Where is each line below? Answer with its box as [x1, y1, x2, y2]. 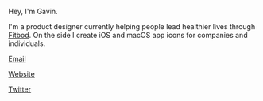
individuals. [8, 39, 46, 48]
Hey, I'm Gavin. [8, 7, 58, 16]
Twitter [8, 84, 32, 94]
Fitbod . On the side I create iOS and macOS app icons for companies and [8, 31, 248, 39]
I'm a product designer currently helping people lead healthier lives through [8, 22, 256, 31]
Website [8, 69, 36, 78]
